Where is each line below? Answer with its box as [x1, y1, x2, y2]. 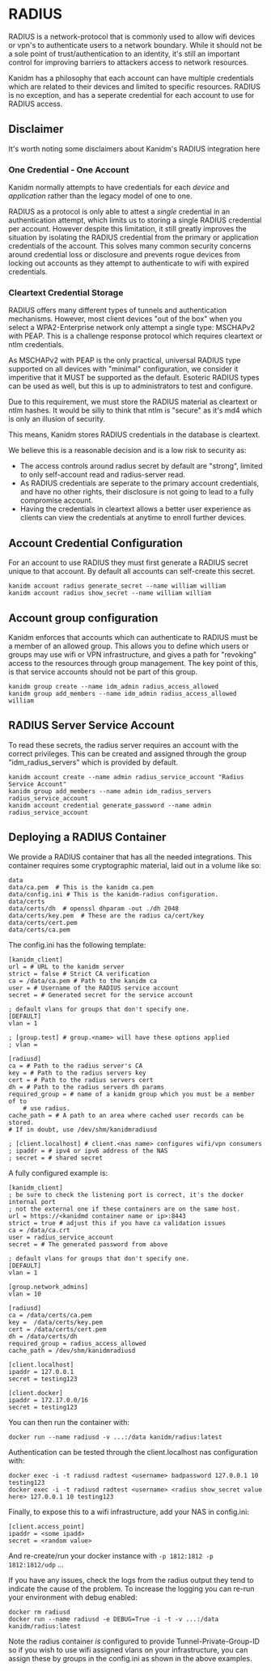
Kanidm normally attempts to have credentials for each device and [8, 183, 230, 193]
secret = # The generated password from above [8, 1240, 168, 1249]
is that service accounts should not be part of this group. [8, 667, 198, 676]
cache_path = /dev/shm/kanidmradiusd [8, 1347, 136, 1355]
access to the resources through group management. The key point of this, [8, 658, 259, 668]
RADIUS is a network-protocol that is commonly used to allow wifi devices [8, 32, 256, 41]
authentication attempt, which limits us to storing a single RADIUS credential [8, 215, 262, 225]
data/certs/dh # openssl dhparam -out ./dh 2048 [8, 904, 180, 913]
